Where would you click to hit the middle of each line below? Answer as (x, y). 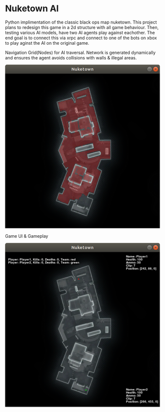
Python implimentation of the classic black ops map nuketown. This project (81, 22)
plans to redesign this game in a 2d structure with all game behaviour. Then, (82, 27)
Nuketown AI (32, 9)
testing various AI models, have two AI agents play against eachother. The (80, 32)
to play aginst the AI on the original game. (47, 43)
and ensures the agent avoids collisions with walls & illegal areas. (71, 57)
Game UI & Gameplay (27, 236)
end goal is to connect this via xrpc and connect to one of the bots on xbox (81, 38)
